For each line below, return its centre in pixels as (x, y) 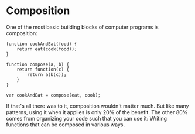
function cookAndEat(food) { (42, 44)
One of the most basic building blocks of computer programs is (83, 27)
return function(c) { (43, 69)
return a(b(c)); (47, 74)
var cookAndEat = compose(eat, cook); (53, 95)
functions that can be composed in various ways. (65, 125)
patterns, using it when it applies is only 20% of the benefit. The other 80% (97, 112)
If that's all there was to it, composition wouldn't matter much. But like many (97, 106)
